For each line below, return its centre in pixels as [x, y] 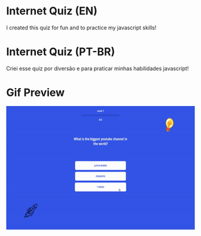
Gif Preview [35, 93]
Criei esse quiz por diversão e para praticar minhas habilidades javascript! [98, 68]
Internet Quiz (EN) [52, 11]
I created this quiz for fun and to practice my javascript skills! [81, 28]
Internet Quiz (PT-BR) [61, 52]
